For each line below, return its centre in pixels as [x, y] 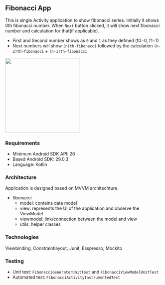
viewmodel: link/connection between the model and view [78, 219]
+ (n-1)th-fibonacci [66, 51]
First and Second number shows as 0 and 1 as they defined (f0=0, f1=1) [85, 40]
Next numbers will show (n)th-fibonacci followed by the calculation [82, 46]
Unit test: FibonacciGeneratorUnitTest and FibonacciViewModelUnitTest [85, 272]
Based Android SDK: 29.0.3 [40, 159]
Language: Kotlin [30, 164]
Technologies [22, 237]
